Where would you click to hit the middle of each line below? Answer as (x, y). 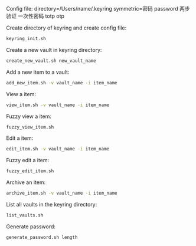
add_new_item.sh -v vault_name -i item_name (62, 83)
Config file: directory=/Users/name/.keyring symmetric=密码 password (92, 9)
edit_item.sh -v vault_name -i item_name (58, 149)
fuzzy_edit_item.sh (30, 171)
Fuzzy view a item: (29, 116)
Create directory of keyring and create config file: (66, 28)
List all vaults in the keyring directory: (52, 204)
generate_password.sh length (42, 237)
